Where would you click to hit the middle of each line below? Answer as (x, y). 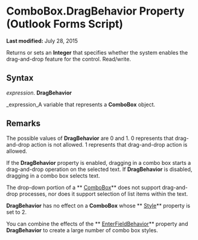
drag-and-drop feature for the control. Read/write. (69, 59)
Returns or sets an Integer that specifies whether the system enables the (97, 52)
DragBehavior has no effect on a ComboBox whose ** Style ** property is (98, 205)
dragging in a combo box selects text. (53, 175)
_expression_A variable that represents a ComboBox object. (81, 104)
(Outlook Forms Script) (65, 24)
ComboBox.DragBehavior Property (96, 11)
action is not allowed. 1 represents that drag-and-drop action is (109, 144)
